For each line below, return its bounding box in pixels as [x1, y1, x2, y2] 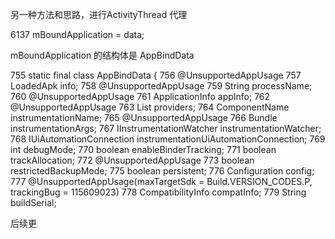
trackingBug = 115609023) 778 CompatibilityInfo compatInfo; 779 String [10, 186, 307, 198]
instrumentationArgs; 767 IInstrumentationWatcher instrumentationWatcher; [10, 123, 322, 134]
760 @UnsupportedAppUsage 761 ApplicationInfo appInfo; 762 [10, 91, 271, 102]
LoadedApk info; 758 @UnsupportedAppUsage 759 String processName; [10, 80, 313, 92]
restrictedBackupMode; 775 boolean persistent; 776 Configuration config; [10, 165, 315, 177]
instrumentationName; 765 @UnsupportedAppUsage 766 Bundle [10, 112, 278, 123]
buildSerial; [10, 197, 57, 208]
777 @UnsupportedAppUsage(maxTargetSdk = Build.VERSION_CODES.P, [10, 176, 313, 187]
